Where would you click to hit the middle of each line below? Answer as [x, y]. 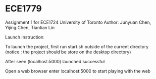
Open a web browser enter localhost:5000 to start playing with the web [78, 71]
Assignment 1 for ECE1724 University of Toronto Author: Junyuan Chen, [78, 22]
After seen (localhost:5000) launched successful [55, 61]
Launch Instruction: [25, 37]
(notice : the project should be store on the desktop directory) [68, 52]
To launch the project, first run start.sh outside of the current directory [77, 46]
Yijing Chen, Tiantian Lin [30, 27]
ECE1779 [24, 9]
